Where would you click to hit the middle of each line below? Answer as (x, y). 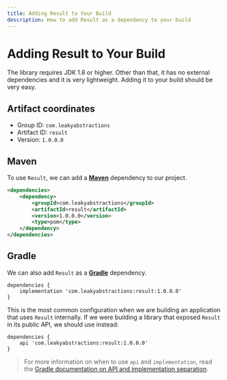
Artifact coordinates (51, 109)
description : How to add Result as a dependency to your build (99, 20)
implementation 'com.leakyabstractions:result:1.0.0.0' (101, 291)
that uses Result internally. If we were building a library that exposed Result (114, 317)
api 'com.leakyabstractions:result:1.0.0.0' (84, 343)
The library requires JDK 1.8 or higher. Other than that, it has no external (108, 73)
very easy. (22, 87)
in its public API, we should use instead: (63, 324)
